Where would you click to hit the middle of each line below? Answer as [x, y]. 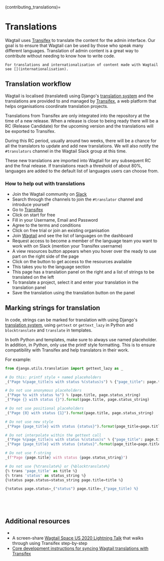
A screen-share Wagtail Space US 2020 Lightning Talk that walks [78, 538]
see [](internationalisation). [37, 69]
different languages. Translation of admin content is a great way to [72, 50]
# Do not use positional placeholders [44, 409]
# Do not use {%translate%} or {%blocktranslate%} [58, 466]
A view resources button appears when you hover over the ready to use [84, 251]
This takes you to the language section [51, 267]
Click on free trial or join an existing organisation [61, 230]
